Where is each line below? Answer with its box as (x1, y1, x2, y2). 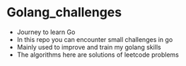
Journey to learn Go (16, 28, 76, 36)
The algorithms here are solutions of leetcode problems (16, 50, 180, 59)
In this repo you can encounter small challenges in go (16, 35, 173, 43)
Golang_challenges (6, 4, 122, 21)
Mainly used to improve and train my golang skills (16, 43, 161, 51)
